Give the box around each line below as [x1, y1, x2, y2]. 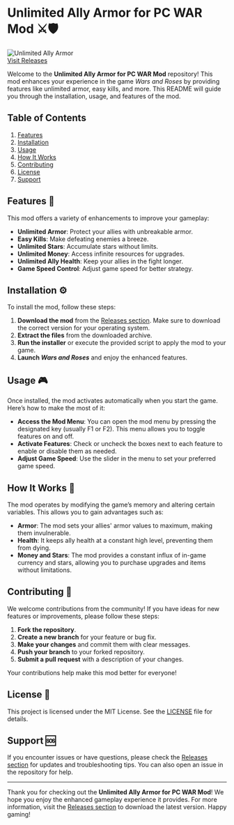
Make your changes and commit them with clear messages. [17, 640, 191, 649]
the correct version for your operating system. [17, 324, 150, 332]
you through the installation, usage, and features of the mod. [7, 92, 181, 100]
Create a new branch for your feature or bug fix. [17, 633, 157, 641]
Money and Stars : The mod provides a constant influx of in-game [17, 551, 207, 559]
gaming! [7, 810, 31, 819]
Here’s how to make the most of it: [7, 404, 106, 412]
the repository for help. [7, 768, 73, 776]
